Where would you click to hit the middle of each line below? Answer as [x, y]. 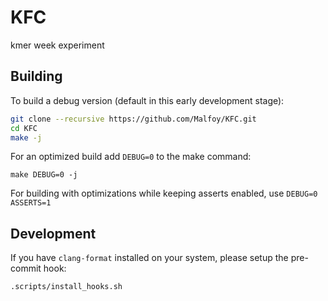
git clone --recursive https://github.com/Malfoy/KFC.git [133, 119]
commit [26, 268]
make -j [26, 137]
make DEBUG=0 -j [44, 175]
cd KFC [24, 128]
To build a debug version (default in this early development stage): [147, 100]
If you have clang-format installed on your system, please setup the [149, 258]
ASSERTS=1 [31, 203]
